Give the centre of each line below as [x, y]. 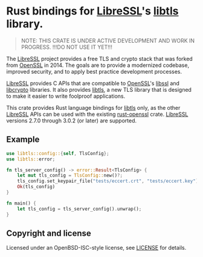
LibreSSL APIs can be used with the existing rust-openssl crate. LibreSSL [97, 114]
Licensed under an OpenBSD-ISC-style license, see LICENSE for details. [96, 248]
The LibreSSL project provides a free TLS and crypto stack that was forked [100, 59]
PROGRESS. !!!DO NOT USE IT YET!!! [67, 47]
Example [23, 140]
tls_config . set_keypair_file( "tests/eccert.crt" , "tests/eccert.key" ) [108, 181]
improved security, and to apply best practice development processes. [94, 71]
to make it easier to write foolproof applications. [66, 96]
